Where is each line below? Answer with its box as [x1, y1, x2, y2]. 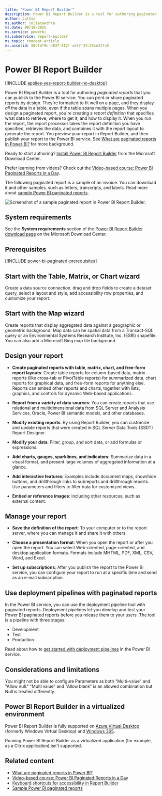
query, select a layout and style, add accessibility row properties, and [5, 290, 144, 296]
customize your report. [5, 295, 51, 301]
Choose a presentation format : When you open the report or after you [12, 540, 153, 545]
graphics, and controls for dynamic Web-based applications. [12, 390, 133, 396]
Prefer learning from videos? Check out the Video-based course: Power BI [5, 165, 153, 171]
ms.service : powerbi [5, 30, 47, 34]
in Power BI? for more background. [5, 141, 74, 147]
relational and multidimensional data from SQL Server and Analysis [12, 405, 145, 411]
